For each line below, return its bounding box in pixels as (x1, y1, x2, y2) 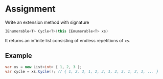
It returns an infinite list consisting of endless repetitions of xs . (5, 37, 131, 43)
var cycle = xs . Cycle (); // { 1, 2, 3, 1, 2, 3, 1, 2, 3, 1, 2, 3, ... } (5, 69, 159, 74)
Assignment (5, 3, 56, 15)
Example (5, 52, 32, 60)
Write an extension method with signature (5, 19, 90, 25)
